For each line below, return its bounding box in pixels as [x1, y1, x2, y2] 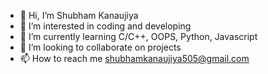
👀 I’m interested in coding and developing [19, 20, 192, 32]
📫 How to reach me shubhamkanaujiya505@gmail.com [19, 53, 250, 64]
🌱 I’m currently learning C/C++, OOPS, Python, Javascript [19, 31, 258, 42]
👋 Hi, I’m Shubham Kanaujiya [19, 10, 139, 21]
